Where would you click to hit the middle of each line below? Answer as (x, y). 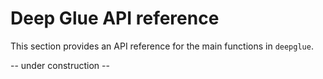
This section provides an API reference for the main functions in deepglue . (162, 46)
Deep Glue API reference (115, 18)
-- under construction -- (60, 65)
